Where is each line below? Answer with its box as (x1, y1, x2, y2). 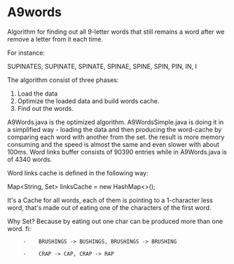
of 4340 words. (7, 155, 53, 164)
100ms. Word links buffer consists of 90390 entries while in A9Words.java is (7, 147, 228, 156)
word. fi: (7, 224, 32, 232)
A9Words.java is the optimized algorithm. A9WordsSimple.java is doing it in (7, 117, 224, 126)
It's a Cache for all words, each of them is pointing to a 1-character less (7, 196, 214, 204)
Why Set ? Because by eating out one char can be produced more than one (7, 217, 223, 225)
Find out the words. (17, 104, 74, 112)
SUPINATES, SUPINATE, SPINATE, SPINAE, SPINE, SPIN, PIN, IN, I (7, 62, 198, 70)
